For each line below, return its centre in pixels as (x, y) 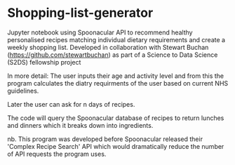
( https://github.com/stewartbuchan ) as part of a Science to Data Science (113, 55)
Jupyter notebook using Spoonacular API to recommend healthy (100, 32)
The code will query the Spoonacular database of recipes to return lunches (116, 118)
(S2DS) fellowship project (44, 62)
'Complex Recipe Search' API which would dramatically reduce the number (116, 146)
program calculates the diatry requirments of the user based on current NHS (118, 83)
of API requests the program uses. (57, 154)
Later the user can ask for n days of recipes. (71, 104)
